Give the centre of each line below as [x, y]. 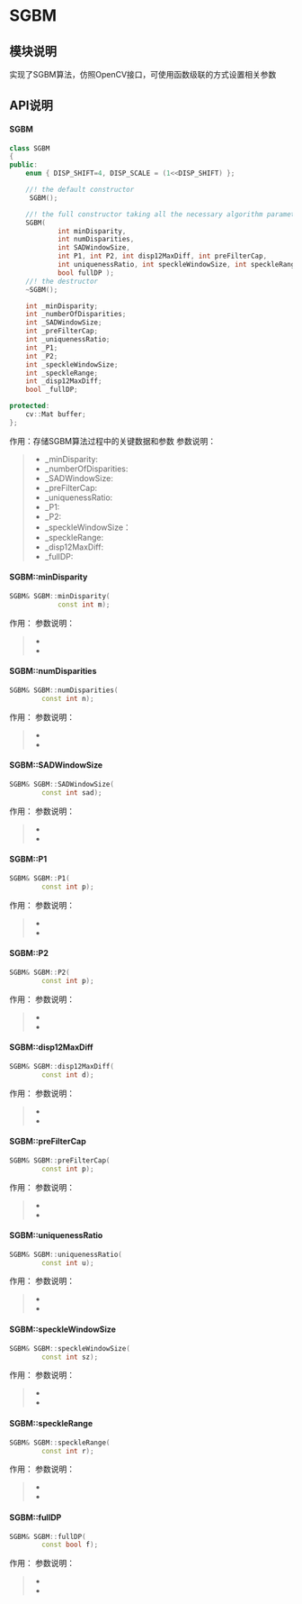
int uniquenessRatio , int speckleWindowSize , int [152, 265]
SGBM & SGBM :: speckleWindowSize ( [70, 1348]
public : [24, 165]
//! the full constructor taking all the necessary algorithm [144, 214]
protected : [30, 406]
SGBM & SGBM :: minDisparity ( [60, 597]
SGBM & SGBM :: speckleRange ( [60, 1443]
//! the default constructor [80, 190]
